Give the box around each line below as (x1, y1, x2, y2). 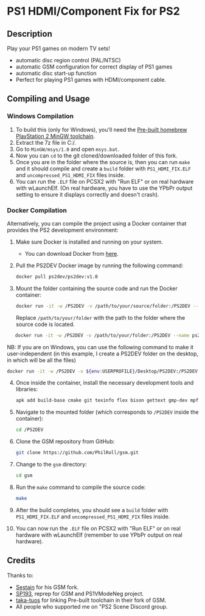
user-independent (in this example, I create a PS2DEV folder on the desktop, (7, 350, 199, 357)
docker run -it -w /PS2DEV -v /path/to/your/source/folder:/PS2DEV (15, 303, 191, 309)
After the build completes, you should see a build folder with (15, 506, 169, 513)
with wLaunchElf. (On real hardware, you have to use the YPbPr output (15, 184, 193, 192)
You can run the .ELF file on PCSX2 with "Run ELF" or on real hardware (15, 178, 194, 185)
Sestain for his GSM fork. (15, 583, 79, 590)
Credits (7, 556, 36, 566)
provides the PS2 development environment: (7, 226, 119, 233)
